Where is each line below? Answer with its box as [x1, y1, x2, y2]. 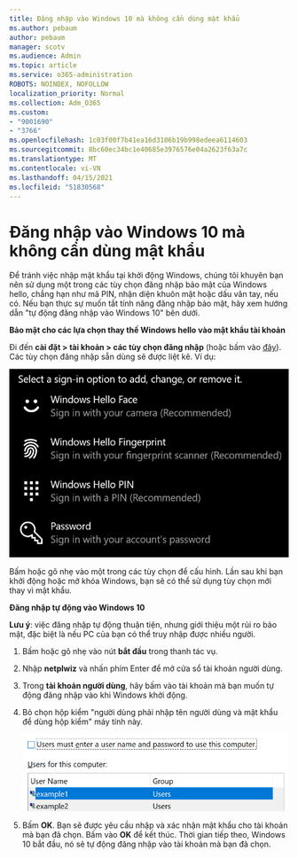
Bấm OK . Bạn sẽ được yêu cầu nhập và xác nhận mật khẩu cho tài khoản [21, 820, 288, 831]
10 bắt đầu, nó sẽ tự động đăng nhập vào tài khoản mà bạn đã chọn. [21, 838, 271, 850]
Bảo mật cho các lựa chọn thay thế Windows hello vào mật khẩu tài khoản [9, 324, 286, 336]
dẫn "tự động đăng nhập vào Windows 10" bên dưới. [9, 308, 200, 318]
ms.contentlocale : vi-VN [9, 164, 101, 173]
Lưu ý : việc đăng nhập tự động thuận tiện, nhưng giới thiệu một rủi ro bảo [9, 619, 278, 629]
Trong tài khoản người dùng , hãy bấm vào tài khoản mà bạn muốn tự [21, 680, 275, 690]
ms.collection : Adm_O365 [9, 98, 101, 107]
